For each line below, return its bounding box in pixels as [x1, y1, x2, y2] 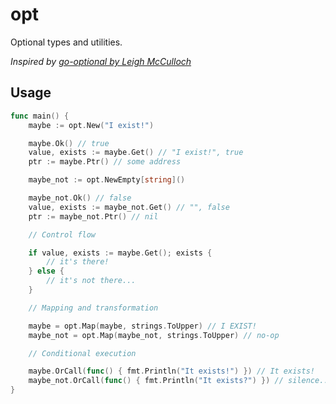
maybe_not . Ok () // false [28, 193, 132, 203]
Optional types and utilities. [10, 36, 123, 48]
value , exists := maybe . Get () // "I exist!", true [28, 148, 244, 158]
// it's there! [46, 257, 110, 267]
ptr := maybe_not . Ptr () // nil [28, 211, 159, 222]
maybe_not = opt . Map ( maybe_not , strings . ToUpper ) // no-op [28, 330, 280, 340]
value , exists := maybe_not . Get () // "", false [28, 202, 230, 212]
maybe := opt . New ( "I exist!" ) [28, 120, 155, 130]
